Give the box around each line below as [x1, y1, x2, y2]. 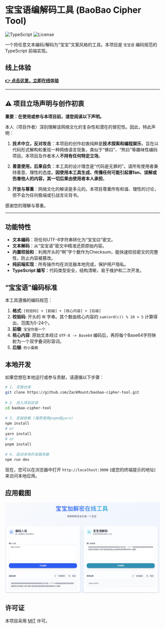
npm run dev [5, 457, 29, 462]
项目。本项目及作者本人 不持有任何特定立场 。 [12, 153, 103, 159]
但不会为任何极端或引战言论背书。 [12, 192, 82, 198]
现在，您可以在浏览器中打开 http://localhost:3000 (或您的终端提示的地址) [5, 467, 156, 473]
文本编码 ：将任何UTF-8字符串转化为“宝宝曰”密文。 [12, 237, 115, 243]
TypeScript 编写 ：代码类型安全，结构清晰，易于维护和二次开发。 [12, 267, 144, 273]
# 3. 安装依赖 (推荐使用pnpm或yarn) [5, 416, 74, 421]
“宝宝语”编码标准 [5, 283, 57, 291]
